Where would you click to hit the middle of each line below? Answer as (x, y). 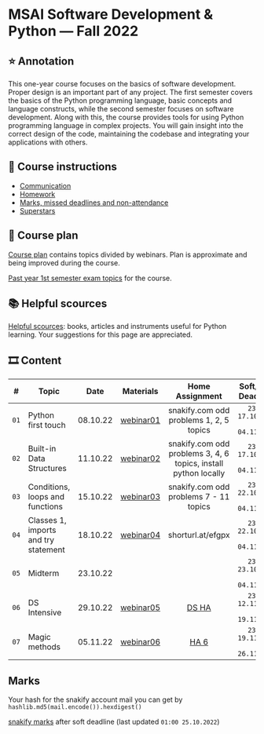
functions (45, 506)
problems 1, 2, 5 (199, 420)
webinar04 (141, 535)
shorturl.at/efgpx (199, 535)
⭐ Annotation (41, 61)
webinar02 (141, 458)
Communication (45, 185)
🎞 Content (35, 360)
